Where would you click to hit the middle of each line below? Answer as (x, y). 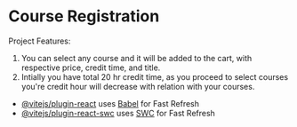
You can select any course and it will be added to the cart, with (136, 58)
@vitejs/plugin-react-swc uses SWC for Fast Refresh (118, 113)
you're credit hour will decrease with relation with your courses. (138, 86)
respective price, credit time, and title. (91, 67)
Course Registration (84, 16)
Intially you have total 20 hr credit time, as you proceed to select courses (155, 76)
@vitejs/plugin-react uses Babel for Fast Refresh (110, 103)
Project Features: (40, 41)
